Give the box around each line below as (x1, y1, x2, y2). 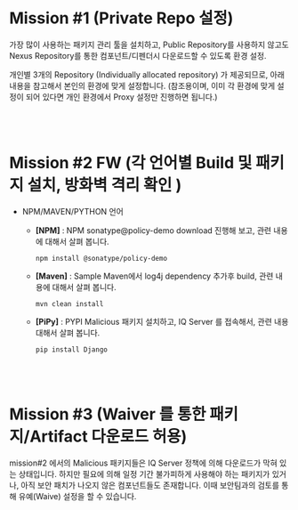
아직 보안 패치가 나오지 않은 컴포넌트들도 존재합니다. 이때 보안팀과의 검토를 (20, 480, 280, 490)
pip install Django (35, 344, 109, 354)
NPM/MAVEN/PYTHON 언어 (21, 206, 125, 216)
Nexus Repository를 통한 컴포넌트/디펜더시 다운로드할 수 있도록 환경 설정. (9, 50, 267, 61)
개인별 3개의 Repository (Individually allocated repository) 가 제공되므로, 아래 (9, 69, 285, 80)
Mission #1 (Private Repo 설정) (9, 8, 234, 28)
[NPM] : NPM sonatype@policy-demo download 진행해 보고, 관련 (35, 224, 272, 236)
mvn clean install (35, 299, 104, 308)
